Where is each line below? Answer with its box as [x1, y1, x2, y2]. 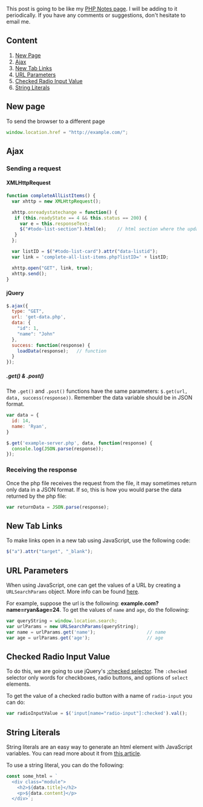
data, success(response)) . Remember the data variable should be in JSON [6, 394, 193, 401]
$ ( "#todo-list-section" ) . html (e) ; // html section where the [19, 226, 185, 232]
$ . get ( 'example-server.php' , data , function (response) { [6, 440, 153, 446]
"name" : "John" [17, 330, 56, 337]
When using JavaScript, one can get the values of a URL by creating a [6, 581, 181, 589]
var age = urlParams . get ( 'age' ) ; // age [6, 635, 164, 641]
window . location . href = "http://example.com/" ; [6, 129, 129, 135]
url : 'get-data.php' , [11, 314, 66, 320]
